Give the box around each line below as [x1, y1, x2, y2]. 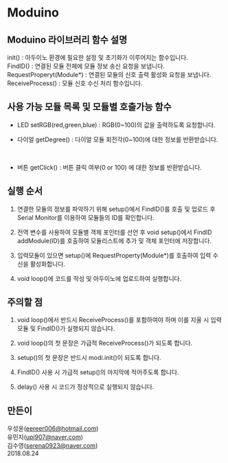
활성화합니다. [30, 260, 65, 268]
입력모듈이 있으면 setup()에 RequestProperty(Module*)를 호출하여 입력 [16, 251, 212, 259]
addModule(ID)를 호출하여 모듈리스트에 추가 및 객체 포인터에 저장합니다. [16, 236, 212, 245]
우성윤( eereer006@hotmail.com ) [7, 425, 99, 433]
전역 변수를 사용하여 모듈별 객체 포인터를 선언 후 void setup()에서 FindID [16, 228, 212, 236]
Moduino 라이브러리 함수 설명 [7, 34, 128, 45]
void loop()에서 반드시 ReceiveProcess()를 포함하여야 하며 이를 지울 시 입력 [16, 316, 222, 324]
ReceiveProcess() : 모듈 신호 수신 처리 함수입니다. [7, 79, 143, 87]
